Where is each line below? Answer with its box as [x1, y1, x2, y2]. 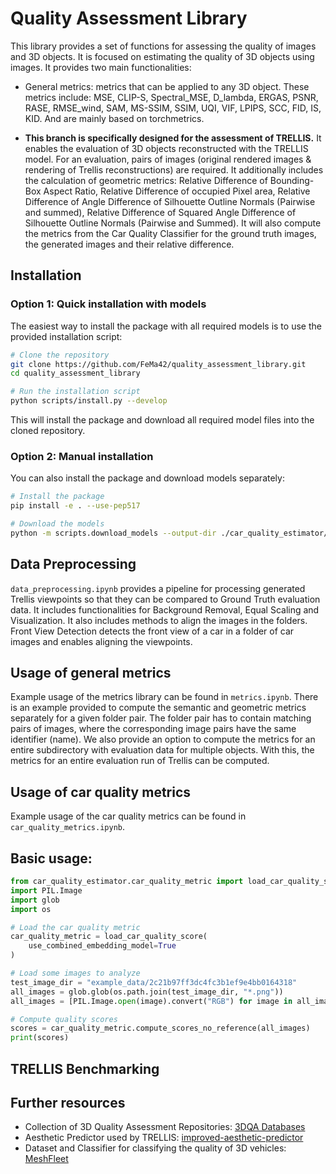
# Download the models [10, 519, 105, 529]
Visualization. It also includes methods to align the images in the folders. [10, 614, 308, 626]
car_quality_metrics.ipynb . [10, 821, 126, 833]
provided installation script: [10, 330, 123, 342]
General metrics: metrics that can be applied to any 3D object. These [24, 80, 310, 92]
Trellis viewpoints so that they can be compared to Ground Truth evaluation [10, 593, 321, 605]
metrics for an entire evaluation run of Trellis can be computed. [10, 755, 270, 767]
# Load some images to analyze [10, 968, 141, 979]
